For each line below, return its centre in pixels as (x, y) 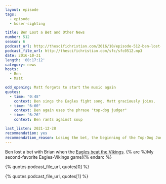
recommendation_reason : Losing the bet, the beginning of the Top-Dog (79, 138)
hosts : (12, 69)
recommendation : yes (26, 133)
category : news (21, 65)
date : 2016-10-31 (23, 55)
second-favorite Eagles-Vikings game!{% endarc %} (59, 157)
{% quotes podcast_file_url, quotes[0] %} (47, 167)
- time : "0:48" (25, 96)
